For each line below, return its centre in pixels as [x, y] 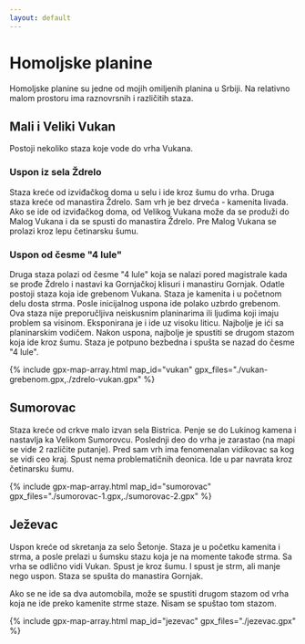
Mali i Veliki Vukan [63, 126]
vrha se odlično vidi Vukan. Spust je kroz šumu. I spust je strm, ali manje [145, 566]
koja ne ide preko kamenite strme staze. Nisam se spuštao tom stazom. [143, 603]
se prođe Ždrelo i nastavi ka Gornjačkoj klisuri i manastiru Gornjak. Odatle [147, 284]
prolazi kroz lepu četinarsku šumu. [74, 231]
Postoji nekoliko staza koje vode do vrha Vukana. [102, 149]
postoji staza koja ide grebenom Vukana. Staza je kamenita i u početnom [146, 294]
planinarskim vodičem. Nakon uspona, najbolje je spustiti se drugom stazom [152, 332]
